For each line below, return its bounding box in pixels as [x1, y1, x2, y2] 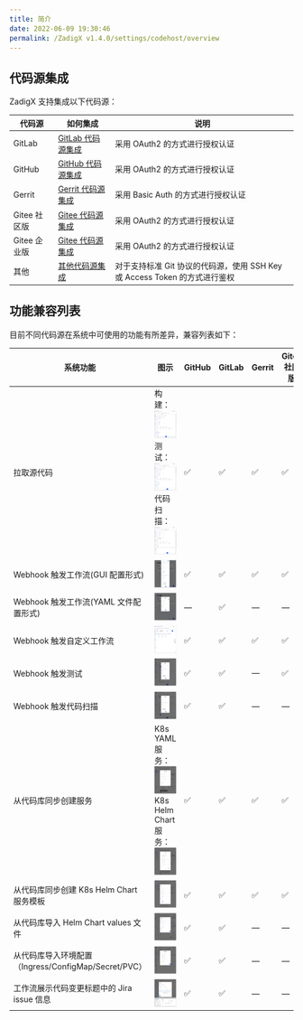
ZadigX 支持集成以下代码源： [9, 96, 117, 108]
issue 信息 [13, 994, 51, 1005]
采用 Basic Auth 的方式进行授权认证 [115, 190, 246, 201]
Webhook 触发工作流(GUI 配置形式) [13, 569, 144, 580]
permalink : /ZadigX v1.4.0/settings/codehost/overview [9, 33, 220, 42]
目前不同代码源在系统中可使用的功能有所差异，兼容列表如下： [9, 329, 239, 340]
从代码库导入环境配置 [13, 950, 93, 960]
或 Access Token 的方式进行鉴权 [115, 272, 235, 283]
